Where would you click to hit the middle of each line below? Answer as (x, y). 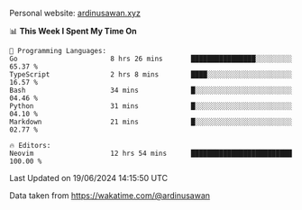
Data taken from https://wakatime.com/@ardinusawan (110, 196)
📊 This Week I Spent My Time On (73, 31)
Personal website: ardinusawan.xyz (75, 13)
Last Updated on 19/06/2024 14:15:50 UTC (89, 178)
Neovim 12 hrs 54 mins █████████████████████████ (151, 153)
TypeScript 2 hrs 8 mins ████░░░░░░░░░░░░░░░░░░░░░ (151, 75)
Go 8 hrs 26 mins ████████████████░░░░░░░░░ (151, 59)
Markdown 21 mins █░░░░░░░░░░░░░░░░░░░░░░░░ (151, 122)
